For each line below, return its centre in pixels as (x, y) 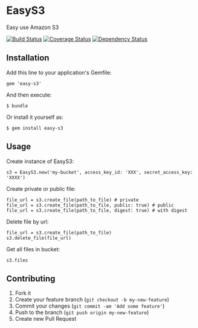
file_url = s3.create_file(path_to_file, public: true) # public (90, 205)
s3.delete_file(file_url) (39, 238)
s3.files (17, 260)
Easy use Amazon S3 (33, 27)
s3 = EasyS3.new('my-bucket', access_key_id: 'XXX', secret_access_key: (100, 172)
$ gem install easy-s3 (35, 128)
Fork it (23, 293)
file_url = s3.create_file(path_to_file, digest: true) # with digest (97, 210)
